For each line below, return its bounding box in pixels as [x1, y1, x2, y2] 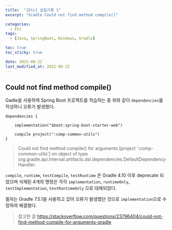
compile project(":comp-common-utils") [14, 132, 100, 137]
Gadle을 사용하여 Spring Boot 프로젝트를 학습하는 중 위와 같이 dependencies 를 [5, 97, 163, 103]
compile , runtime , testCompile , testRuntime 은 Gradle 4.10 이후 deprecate [5, 172, 159, 179]
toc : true [5, 45, 27, 50]
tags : [5, 31, 17, 36]
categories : [5, 22, 31, 27]
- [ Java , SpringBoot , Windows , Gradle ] [10, 36, 95, 41]
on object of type [51, 151, 88, 157]
